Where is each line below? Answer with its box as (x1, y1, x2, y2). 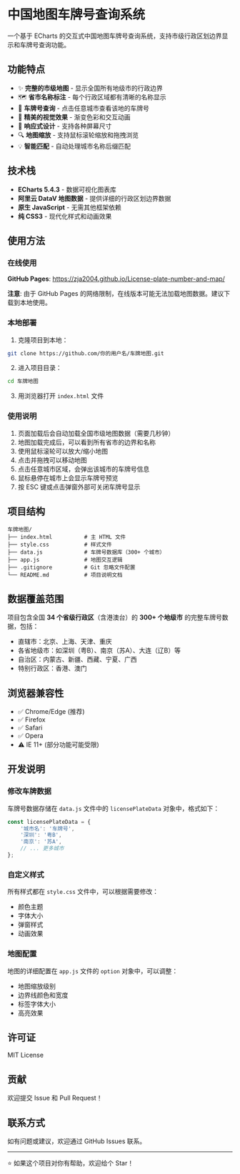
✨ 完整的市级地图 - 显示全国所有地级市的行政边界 (17, 84, 163, 92)
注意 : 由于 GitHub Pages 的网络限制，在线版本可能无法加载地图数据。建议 (7, 289, 224, 298)
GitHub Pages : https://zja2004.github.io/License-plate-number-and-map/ (7, 274, 225, 283)
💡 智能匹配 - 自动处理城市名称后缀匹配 (17, 141, 131, 150)
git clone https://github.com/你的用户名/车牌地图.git (7, 349, 164, 357)
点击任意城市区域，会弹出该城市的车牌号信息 (17, 464, 150, 473)
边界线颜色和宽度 (17, 990, 69, 999)
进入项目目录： (17, 364, 62, 372)
